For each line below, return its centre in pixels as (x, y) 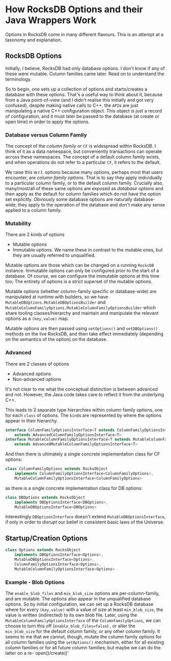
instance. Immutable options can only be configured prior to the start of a (82, 271)
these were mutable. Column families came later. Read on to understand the (85, 74)
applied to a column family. (34, 210)
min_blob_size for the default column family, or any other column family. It (83, 631)
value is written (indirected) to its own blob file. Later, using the (71, 615)
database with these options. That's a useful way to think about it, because (84, 94)
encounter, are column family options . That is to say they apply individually (84, 178)
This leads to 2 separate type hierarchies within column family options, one (84, 409)
